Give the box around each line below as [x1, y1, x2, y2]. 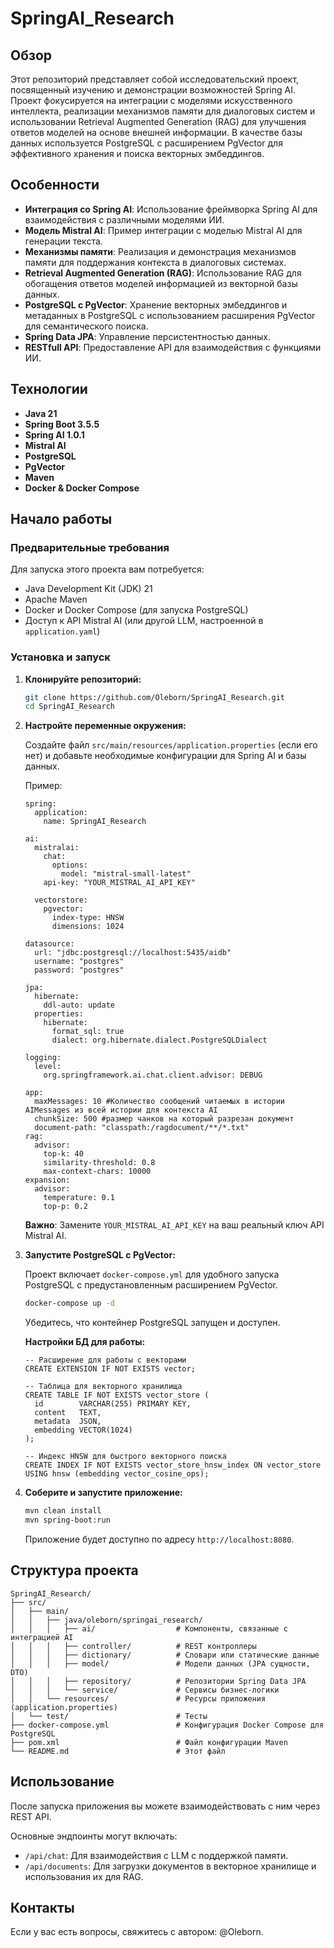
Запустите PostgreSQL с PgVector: [24, 1249, 176, 1261]
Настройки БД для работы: [24, 1336, 146, 1348]
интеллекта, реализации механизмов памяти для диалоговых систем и [10, 105, 316, 117]
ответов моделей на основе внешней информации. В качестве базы [10, 127, 303, 138]
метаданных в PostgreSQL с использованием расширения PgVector [24, 309, 316, 321]
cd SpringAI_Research [24, 702, 115, 712]
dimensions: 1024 [51, 922, 125, 932]
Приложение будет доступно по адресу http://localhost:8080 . [24, 1533, 295, 1545]
